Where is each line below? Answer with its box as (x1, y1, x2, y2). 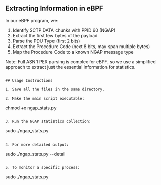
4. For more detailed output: (5, 142, 69, 147)
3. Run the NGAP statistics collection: (5, 119, 92, 124)
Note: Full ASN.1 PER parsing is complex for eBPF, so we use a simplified (5, 58, 156, 65)
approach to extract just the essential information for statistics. (5, 64, 136, 70)
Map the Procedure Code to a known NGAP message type (12, 49, 134, 55)
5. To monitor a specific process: (5, 165, 80, 170)
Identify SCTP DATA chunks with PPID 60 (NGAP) (12, 27, 116, 33)
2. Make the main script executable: (5, 96, 85, 101)
